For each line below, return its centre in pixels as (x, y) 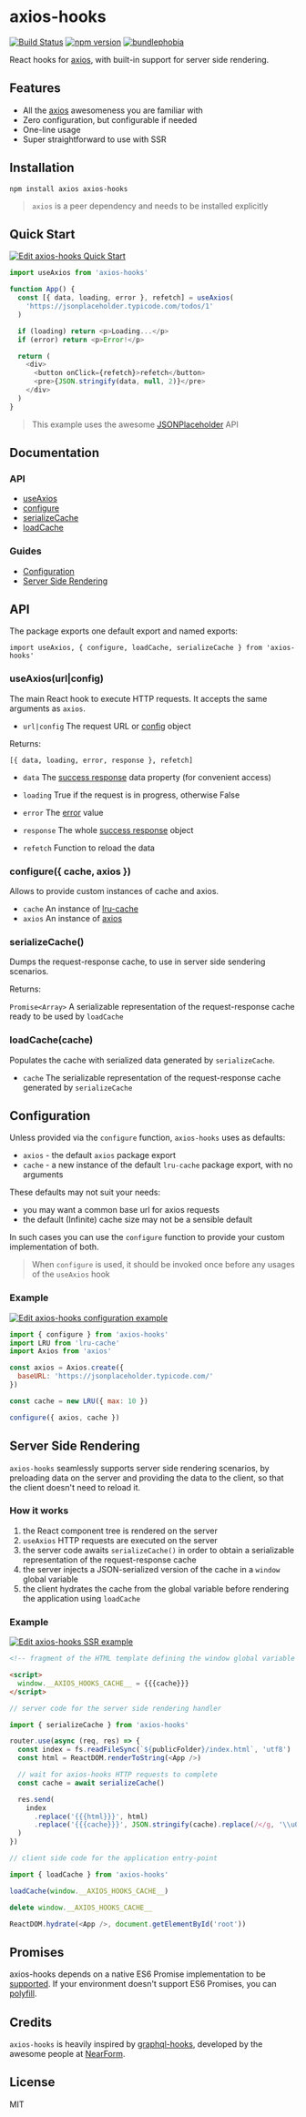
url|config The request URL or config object (107, 726)
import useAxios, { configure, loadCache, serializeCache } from (136, 648)
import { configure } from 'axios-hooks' (89, 1334)
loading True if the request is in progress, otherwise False (131, 795)
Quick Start (42, 234)
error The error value (63, 812)
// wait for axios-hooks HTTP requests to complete (118, 1775)
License (32, 2082)
